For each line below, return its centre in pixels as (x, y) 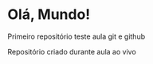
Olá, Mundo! (49, 15)
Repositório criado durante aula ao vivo (72, 51)
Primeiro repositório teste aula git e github (76, 36)
